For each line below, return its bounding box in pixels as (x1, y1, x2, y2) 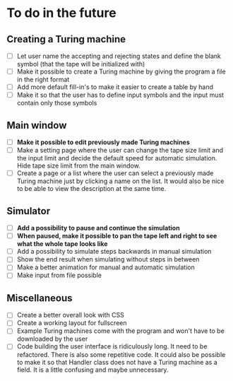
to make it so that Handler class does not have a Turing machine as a (16, 358, 218, 366)
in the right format (16, 76, 70, 84)
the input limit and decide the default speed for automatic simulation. (16, 154, 217, 163)
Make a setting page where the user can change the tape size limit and (16, 146, 224, 155)
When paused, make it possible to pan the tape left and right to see (16, 232, 217, 240)
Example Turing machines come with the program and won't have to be (16, 327, 225, 335)
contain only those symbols (16, 99, 97, 107)
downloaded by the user (16, 334, 88, 344)
